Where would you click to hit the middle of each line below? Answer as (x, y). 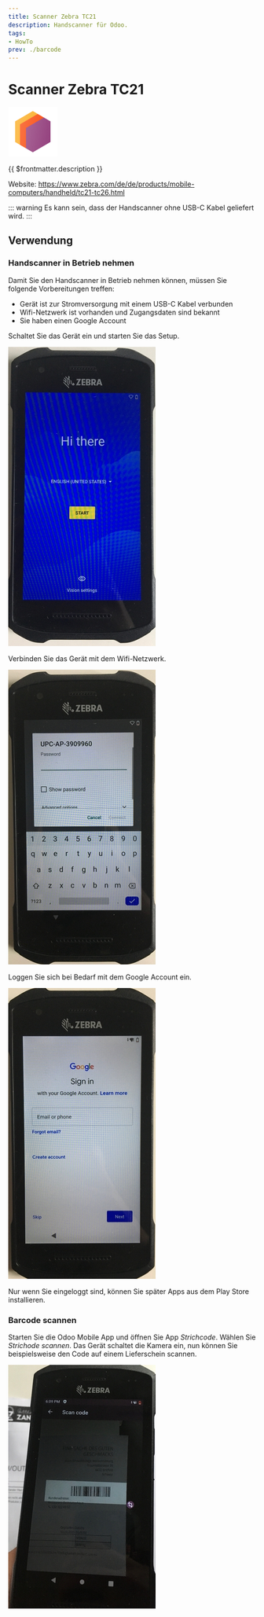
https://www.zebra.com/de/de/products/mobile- (116, 184)
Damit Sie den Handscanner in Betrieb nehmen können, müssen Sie (118, 280)
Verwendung (40, 241)
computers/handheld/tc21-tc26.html (67, 193)
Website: (22, 184)
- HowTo (21, 42)
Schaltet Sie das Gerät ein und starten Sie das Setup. (94, 336)
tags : (17, 33)
